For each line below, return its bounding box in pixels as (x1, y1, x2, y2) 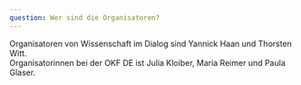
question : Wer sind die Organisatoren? (9, 13, 160, 23)
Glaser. (9, 67, 36, 78)
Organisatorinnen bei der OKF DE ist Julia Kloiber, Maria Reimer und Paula (9, 57, 286, 68)
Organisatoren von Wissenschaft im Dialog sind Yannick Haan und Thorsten (9, 38, 293, 49)
